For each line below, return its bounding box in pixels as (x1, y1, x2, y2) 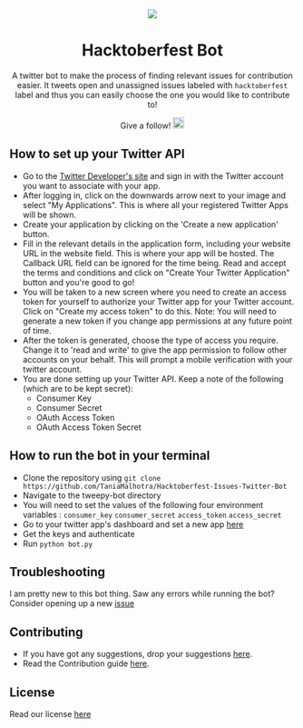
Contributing (9, 624, 83, 640)
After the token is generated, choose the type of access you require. (22, 334, 279, 345)
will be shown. (22, 209, 77, 220)
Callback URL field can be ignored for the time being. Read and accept (22, 257, 287, 268)
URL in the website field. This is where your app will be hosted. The (22, 247, 275, 258)
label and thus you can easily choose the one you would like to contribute (15, 89, 290, 100)
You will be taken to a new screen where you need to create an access (22, 286, 288, 297)
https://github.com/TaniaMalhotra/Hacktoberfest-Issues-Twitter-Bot (22, 482, 288, 491)
